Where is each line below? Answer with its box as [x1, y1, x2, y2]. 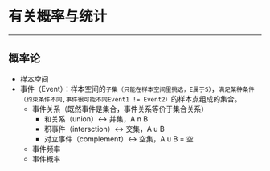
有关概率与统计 [8, 7, 108, 26]
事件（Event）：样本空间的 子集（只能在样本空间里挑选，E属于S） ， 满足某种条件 [19, 84, 255, 93]
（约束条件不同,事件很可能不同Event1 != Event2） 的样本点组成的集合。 [19, 93, 242, 104]
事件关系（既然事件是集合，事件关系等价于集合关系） [31, 104, 209, 113]
